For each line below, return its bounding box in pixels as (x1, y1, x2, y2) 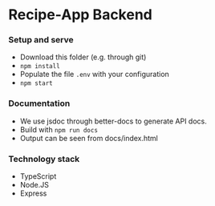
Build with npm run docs (19, 124, 99, 134)
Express (19, 188, 47, 198)
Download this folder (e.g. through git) (19, 52, 147, 62)
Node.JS (19, 180, 50, 190)
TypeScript (19, 172, 57, 181)
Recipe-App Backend (8, 6, 152, 24)
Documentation (8, 98, 71, 109)
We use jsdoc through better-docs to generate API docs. (19, 116, 207, 126)
